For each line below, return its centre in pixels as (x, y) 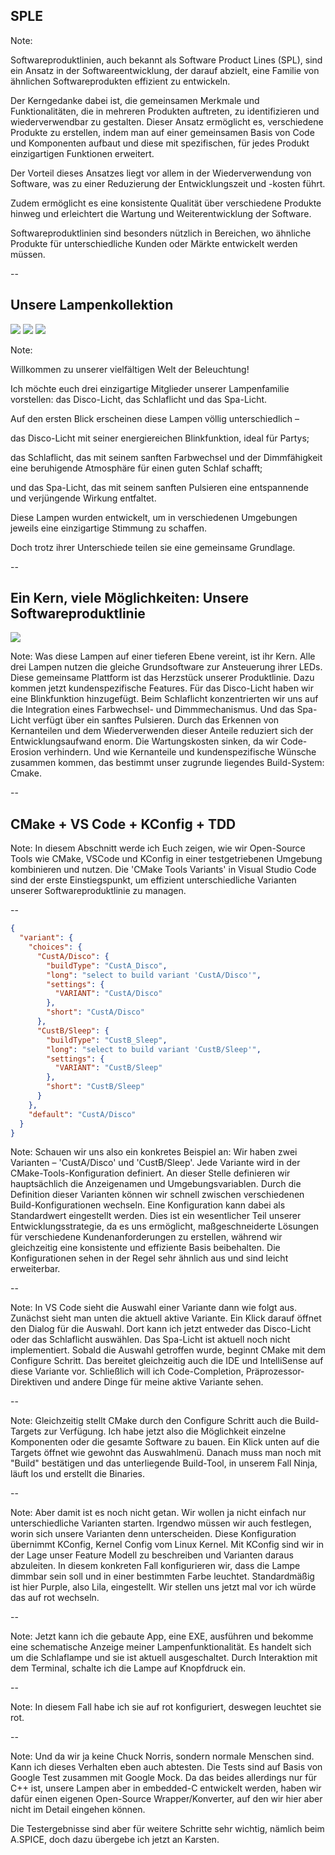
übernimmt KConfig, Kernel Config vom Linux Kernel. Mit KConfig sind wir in (167, 1545)
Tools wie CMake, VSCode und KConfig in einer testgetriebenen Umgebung (166, 859)
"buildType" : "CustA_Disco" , (107, 965)
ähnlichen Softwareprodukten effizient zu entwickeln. (120, 81)
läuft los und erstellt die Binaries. (77, 1474)
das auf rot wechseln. (55, 1598)
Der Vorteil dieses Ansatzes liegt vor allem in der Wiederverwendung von (161, 173)
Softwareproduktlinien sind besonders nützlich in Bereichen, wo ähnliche (161, 233)
